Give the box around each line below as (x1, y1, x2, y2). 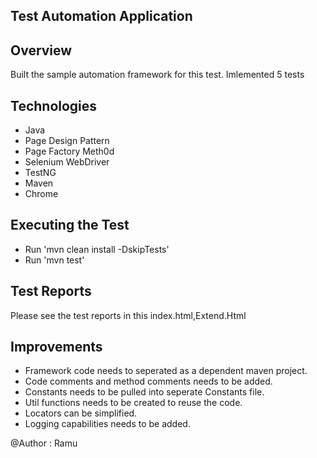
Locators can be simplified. (24, 407, 138, 419)
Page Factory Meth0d (24, 145, 115, 158)
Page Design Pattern (24, 135, 110, 147)
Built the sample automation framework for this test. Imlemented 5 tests (10, 69, 305, 81)
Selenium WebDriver (24, 156, 110, 168)
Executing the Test (10, 217, 130, 234)
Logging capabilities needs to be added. (24, 418, 191, 430)
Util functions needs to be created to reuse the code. (24, 397, 243, 409)
